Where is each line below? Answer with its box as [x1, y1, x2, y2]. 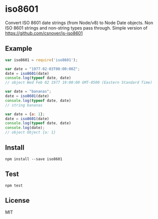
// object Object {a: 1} [5, 130, 56, 135]
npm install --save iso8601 [5, 156, 63, 161]
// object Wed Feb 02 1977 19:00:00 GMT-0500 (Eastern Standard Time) [5, 80, 153, 85]
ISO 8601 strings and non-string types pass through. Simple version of [5, 25, 148, 31]
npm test [5, 183, 23, 188]
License [5, 196, 30, 205]
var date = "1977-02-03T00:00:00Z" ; [5, 66, 80, 71]
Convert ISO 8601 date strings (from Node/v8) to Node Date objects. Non [5, 20, 154, 26]
